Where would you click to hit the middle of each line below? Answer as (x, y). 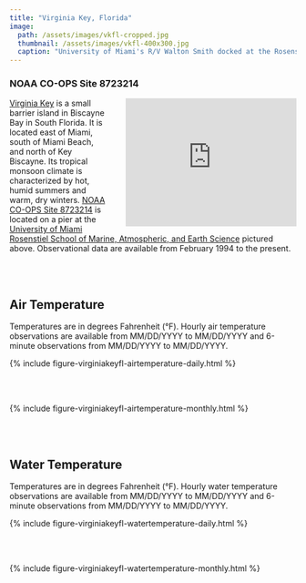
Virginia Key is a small (50, 103)
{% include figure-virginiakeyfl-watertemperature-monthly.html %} (135, 568)
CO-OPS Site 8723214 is (56, 210)
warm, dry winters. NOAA (57, 200)
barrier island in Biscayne (57, 113)
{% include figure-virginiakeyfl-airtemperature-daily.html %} (123, 363)
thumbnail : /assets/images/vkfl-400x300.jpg (103, 43)
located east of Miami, (51, 132)
